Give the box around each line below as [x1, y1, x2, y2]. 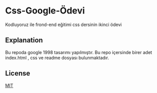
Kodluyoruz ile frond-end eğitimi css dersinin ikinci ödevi [5, 21, 122, 27]
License [5, 69, 30, 77]
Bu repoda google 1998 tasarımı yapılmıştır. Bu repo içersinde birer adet [5, 49, 153, 55]
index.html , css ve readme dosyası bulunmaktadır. [5, 54, 109, 60]
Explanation [5, 36, 43, 44]
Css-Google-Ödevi [5, 5, 85, 16]
